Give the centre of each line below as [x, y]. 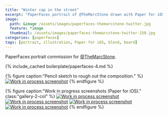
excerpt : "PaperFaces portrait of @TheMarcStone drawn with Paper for [80, 14]
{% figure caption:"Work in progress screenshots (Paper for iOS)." [73, 91]
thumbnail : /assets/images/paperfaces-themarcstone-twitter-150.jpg [82, 33]
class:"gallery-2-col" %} [30, 96]
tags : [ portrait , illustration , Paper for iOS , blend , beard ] [71, 42]
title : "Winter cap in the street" [42, 10]
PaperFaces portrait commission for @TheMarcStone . [61, 56]
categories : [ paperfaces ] [32, 38]
